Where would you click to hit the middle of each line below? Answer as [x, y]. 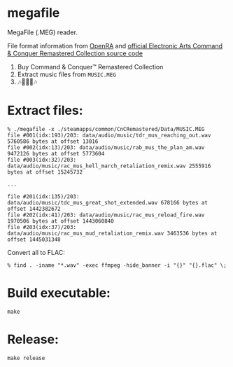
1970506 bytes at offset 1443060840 [61, 221]
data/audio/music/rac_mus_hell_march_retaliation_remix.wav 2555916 [109, 166]
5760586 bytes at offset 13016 [53, 141]
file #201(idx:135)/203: [43, 196]
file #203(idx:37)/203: [42, 227]
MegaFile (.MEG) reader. [43, 32]
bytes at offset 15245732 [45, 172]
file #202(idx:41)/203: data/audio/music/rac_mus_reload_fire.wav [106, 215]
